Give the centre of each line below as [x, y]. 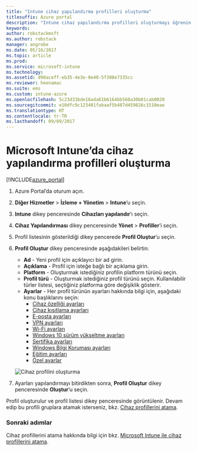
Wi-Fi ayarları [49, 329]
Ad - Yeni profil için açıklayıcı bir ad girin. [73, 260]
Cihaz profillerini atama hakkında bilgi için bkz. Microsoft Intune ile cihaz [94, 436]
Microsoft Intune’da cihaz [70, 151]
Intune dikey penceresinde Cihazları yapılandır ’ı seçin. [82, 214]
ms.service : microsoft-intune [43, 66]
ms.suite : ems [24, 89]
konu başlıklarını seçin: [51, 298]
